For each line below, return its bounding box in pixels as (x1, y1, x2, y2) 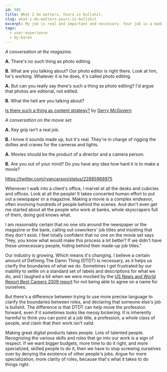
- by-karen (9, 35, 32, 40)
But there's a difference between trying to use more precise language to (5, 293, 153, 299)
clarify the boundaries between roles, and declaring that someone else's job (5, 299, 162, 305)
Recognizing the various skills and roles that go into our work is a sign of (5, 335, 154, 341)
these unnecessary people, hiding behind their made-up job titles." (5, 242, 142, 249)
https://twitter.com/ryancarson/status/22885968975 (5, 176, 113, 182)
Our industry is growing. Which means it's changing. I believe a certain (5, 252, 150, 258)
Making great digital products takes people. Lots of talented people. (5, 329, 144, 336)
